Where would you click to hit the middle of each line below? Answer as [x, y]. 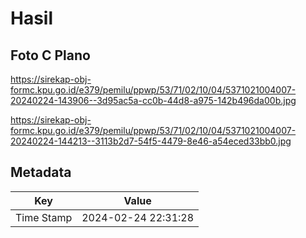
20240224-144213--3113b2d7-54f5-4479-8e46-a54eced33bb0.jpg [151, 141]
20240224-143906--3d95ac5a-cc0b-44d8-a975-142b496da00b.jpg [153, 100]
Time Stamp [44, 217]
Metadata [41, 172]
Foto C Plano [50, 55]
